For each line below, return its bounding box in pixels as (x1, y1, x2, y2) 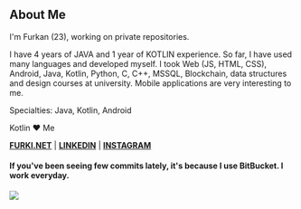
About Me (9, 7, 66, 23)
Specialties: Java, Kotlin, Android (9, 104, 133, 116)
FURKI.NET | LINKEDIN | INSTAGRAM (9, 139, 152, 150)
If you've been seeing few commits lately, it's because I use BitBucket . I (9, 160, 284, 171)
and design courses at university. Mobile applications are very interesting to (9, 77, 292, 89)
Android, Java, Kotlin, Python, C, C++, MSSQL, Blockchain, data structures (9, 68, 287, 79)
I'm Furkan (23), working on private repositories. (9, 31, 190, 42)
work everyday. (9, 170, 70, 181)
